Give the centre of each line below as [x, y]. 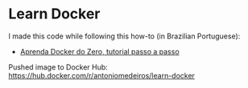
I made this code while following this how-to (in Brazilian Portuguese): [124, 36]
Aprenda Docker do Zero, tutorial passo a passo [99, 51]
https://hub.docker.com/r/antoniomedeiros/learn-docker [102, 75]
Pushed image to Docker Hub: [58, 67]
